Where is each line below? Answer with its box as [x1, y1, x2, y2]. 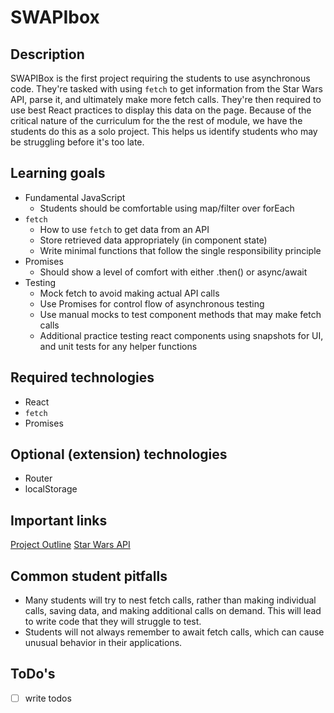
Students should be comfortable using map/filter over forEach [39, 202, 295, 214]
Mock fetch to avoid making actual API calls [39, 287, 220, 299]
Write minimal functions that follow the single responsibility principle [39, 244, 322, 256]
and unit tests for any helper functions [39, 340, 198, 352]
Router [24, 472, 53, 485]
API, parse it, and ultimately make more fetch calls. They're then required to [10, 94, 322, 105]
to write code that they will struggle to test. [24, 616, 202, 628]
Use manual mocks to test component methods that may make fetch [39, 308, 322, 320]
